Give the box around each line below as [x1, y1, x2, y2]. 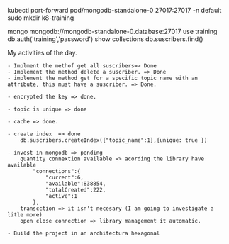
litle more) [7, 211, 43, 218]
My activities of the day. [7, 49, 78, 57]
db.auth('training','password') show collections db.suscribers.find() [7, 35, 203, 43]
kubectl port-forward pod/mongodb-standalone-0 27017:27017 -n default [7, 6, 222, 14]
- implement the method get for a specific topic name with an [7, 74, 199, 82]
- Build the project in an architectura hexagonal [7, 230, 160, 237]
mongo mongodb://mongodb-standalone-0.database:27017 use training [7, 28, 218, 35]
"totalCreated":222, [45, 187, 106, 194]
